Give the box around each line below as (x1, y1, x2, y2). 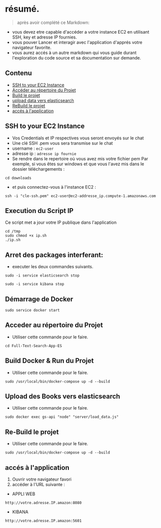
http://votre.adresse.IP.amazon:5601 (5, 518, 82, 524)
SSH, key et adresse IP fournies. (12, 34, 77, 40)
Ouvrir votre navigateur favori (12, 476, 72, 482)
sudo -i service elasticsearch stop (5, 273, 80, 278)
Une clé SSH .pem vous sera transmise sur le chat (12, 140, 113, 146)
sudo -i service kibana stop (5, 282, 64, 287)
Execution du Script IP (5, 206, 74, 215)
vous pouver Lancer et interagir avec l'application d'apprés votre (12, 39, 142, 45)
